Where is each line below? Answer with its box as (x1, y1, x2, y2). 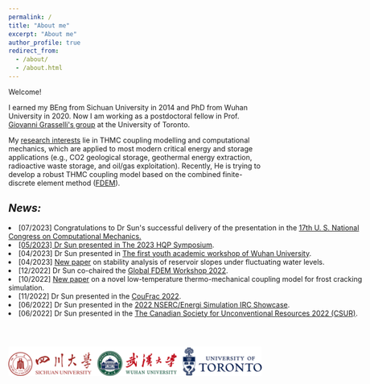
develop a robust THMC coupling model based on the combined (8, 169, 221, 179)
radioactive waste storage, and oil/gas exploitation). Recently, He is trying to (8, 161, 261, 171)
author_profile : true (8, 39, 81, 47)
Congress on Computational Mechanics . (8, 231, 142, 241)
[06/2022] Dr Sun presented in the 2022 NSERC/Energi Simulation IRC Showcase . (18, 299, 290, 309)
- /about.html (15, 64, 63, 72)
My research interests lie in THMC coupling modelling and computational (8, 135, 250, 145)
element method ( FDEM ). (37, 178, 121, 188)
